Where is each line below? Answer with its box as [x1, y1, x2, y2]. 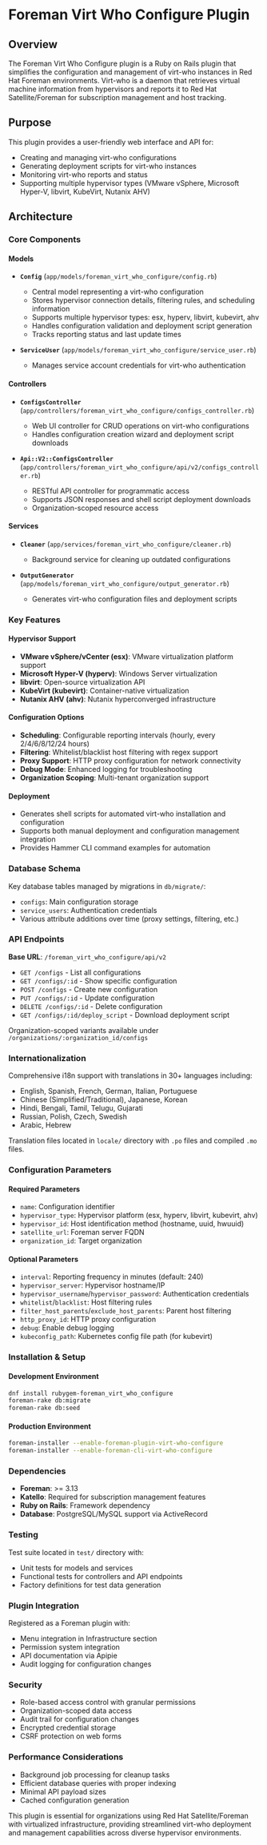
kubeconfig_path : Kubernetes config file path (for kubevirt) [19, 1332, 213, 1341]
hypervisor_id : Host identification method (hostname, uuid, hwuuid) [19, 1219, 245, 1228]
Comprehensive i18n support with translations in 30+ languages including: [8, 1071, 253, 1080]
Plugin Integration [8, 1600, 80, 1611]
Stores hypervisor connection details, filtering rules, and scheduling [31, 295, 256, 305]
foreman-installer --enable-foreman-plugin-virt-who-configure [8, 1439, 224, 1447]
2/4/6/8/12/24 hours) [19, 739, 90, 749]
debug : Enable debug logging [19, 1323, 114, 1332]
